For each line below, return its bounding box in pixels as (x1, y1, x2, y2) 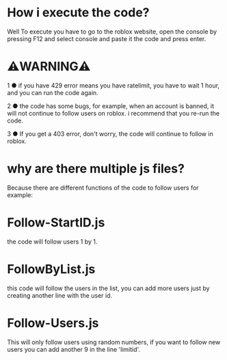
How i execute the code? (7, 5, 150, 21)
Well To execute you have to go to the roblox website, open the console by (7, 27, 217, 36)
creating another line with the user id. (7, 291, 113, 299)
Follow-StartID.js (7, 215, 105, 230)
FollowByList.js (7, 261, 96, 277)
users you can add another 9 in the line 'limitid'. (7, 345, 141, 353)
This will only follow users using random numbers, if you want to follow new (7, 337, 221, 346)
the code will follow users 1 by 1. (7, 237, 98, 246)
